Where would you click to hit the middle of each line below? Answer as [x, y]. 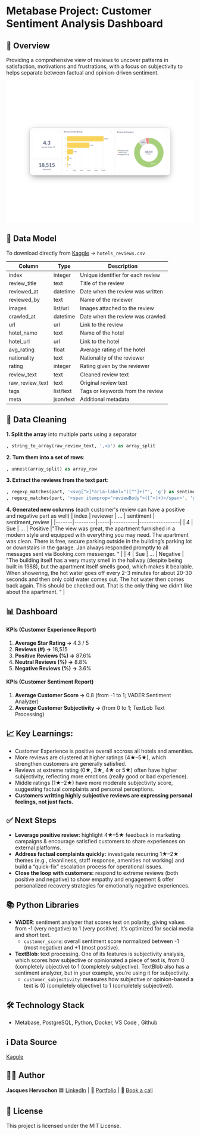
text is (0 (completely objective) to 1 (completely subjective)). [99, 986]
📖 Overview [28, 46]
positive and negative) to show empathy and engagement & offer [94, 879]
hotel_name [23, 333]
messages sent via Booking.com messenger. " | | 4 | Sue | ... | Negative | [95, 554]
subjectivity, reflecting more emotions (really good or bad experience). [101, 776]
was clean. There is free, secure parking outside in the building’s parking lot [99, 542]
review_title [23, 283]
